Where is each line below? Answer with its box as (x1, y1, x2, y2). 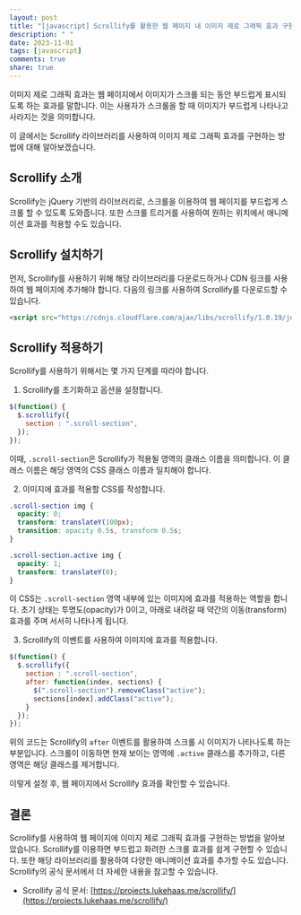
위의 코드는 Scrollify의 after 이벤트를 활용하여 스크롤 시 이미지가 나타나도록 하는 (9, 736, 291, 747)
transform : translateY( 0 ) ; (17, 567, 118, 577)
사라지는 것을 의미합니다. (9, 111, 96, 122)
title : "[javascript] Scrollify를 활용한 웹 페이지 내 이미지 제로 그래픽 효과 (9, 22, 279, 30)
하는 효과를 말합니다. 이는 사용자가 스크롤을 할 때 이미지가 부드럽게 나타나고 (25, 100, 289, 110)
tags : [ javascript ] (9, 47, 82, 56)
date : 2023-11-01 (9, 38, 74, 48)
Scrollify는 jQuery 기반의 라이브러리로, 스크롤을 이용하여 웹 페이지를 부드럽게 (9, 196, 279, 206)
